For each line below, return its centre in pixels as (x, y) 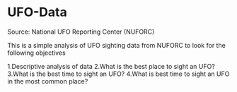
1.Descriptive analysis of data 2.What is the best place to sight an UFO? (111, 66)
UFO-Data (37, 12)
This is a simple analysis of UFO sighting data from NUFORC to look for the (117, 45)
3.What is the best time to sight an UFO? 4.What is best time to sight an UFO (118, 74)
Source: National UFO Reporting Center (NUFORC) (81, 32)
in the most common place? (48, 81)
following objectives (36, 53)
